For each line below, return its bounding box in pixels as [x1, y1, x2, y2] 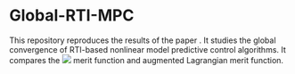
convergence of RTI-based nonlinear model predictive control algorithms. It [9, 44, 287, 54]
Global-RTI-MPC [9, 5, 135, 26]
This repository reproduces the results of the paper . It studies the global [9, 35, 276, 45]
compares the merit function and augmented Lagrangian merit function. [9, 54, 283, 65]
